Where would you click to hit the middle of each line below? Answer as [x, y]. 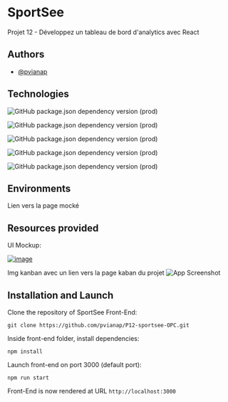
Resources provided [53, 228]
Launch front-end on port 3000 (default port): [74, 365]
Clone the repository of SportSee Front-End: [72, 312]
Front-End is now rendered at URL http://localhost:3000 [92, 391]
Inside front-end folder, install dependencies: [73, 338]
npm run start [28, 378]
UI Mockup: [24, 245]
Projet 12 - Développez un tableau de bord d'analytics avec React [103, 32]
